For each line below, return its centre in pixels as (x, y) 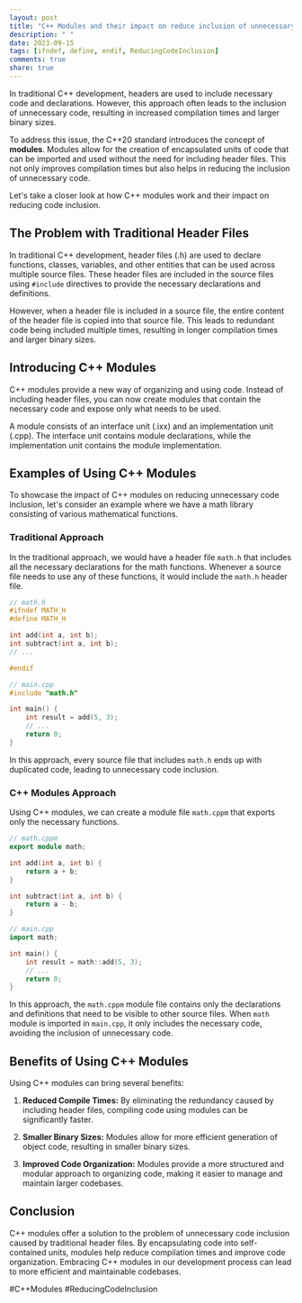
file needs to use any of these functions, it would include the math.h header (148, 576)
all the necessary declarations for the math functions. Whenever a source (145, 566)
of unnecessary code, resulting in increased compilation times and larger (145, 113)
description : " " (42, 34)
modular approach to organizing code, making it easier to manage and (152, 1174)
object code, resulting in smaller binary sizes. (106, 1147)
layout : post (34, 18)
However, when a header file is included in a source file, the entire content (147, 311)
